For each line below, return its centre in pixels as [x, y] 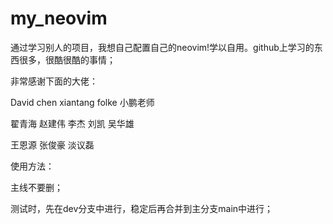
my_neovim [59, 18]
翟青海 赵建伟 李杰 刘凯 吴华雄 [72, 123]
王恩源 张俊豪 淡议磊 [52, 144]
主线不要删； [36, 187]
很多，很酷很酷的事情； [67, 59]
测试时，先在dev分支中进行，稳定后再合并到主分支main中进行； [142, 208]
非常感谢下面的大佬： [54, 81]
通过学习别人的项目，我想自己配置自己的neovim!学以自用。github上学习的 [162, 47]
